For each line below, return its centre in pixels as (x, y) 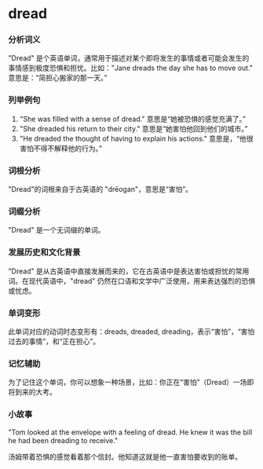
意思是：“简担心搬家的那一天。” (58, 78)
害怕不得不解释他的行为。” (60, 148)
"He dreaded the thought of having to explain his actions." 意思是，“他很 (136, 138)
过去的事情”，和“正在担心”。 (54, 341)
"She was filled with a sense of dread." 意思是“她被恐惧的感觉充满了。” (132, 119)
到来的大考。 (35, 392)
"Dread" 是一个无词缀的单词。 (57, 230)
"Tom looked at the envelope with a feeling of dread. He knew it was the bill (130, 432)
